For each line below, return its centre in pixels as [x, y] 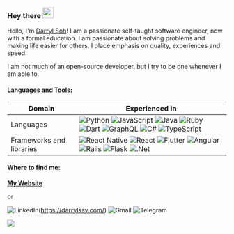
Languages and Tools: [40, 90]
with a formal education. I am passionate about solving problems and [106, 38]
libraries [24, 148]
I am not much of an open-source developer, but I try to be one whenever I [114, 67]
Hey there [24, 15]
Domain [41, 108]
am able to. [23, 74]
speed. [17, 53]
